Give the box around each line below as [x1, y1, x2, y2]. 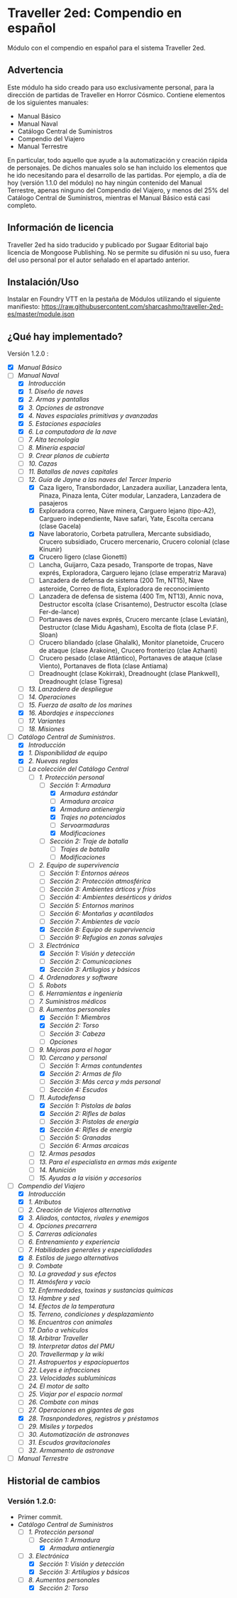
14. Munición [38, 1166, 77, 1174]
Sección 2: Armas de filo [49, 1069, 122, 1078]
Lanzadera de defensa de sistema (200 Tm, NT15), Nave [38, 576, 204, 585]
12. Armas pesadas [38, 1149, 96, 1158]
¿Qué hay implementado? [7, 330, 123, 342]
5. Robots [38, 981, 67, 990]
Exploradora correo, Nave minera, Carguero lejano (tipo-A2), [38, 506, 216, 515]
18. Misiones [28, 725, 65, 733]
